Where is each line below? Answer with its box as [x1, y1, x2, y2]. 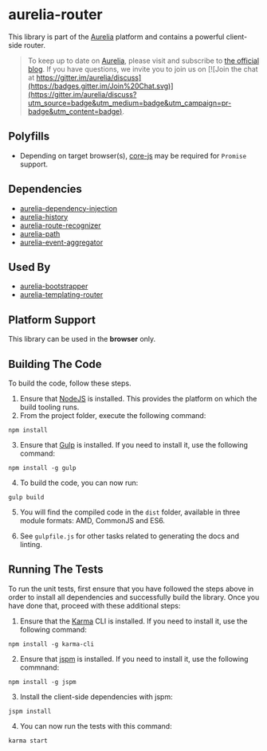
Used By [8, 260, 51, 274]
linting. [19, 540, 42, 549]
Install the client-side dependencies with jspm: [19, 691, 173, 702]
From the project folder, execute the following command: [19, 411, 206, 420]
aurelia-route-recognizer [19, 221, 101, 230]
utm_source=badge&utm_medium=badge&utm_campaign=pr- [27, 98, 232, 108]
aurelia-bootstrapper [19, 281, 88, 291]
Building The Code [8, 357, 102, 371]
